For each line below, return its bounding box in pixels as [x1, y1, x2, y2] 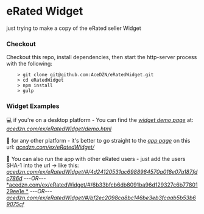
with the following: [6, 60, 53, 68]
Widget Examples [6, 102, 60, 110]
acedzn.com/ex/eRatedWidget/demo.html [6, 125, 111, 132]
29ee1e [6, 187, 24, 194]
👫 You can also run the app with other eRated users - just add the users [6, 155, 186, 162]
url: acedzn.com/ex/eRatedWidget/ [6, 143, 95, 151]
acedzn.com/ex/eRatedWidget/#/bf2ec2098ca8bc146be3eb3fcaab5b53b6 [6, 194, 196, 201]
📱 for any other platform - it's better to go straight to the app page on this [6, 137, 191, 144]
